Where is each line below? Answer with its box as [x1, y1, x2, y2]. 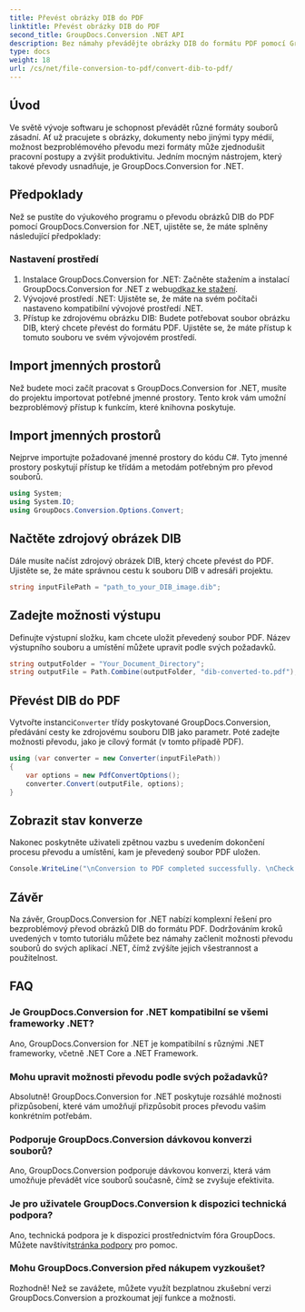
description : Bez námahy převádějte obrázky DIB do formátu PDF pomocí [9, 38, 286, 48]
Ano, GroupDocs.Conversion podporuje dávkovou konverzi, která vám [9, 1166, 271, 1176]
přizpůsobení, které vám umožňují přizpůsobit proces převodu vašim [9, 1100, 266, 1111]
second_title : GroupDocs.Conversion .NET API [9, 30, 184, 39]
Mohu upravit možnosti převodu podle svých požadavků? [9, 1070, 269, 1083]
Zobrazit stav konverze [9, 812, 143, 828]
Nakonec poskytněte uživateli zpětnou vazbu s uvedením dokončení [9, 837, 265, 848]
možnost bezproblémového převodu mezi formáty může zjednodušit [9, 141, 265, 152]
